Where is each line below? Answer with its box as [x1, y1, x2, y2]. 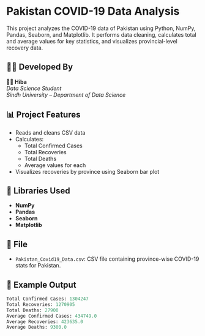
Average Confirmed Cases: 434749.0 [6, 313, 97, 319]
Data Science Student [6, 84, 62, 92]
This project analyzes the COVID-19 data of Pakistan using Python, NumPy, [6, 24, 196, 32]
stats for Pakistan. [15, 262, 61, 269]
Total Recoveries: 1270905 [6, 301, 75, 307]
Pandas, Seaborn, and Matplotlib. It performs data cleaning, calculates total [6, 31, 197, 38]
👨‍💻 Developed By [6, 62, 73, 72]
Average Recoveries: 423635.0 [6, 318, 84, 325]
